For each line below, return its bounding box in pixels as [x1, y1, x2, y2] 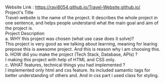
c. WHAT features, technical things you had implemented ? [5, 62, 125, 68]
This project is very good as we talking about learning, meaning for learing [5, 41, 158, 46]
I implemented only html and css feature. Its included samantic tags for [5, 67, 151, 73]
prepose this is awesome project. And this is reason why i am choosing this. [5, 46, 161, 52]
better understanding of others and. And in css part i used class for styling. [5, 73, 159, 78]
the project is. [5, 25, 33, 31]
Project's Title [5, 9, 34, 15]
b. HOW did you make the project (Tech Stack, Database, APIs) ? [5, 51, 138, 57]
